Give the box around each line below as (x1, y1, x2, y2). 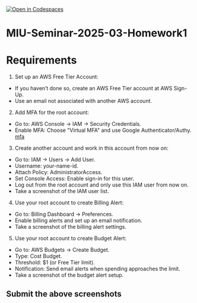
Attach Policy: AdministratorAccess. (14, 169, 103, 176)
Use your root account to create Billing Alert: (14, 199, 124, 206)
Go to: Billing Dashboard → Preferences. (14, 211, 114, 218)
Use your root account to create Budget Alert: (14, 235, 126, 242)
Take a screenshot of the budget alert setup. (14, 272, 124, 279)
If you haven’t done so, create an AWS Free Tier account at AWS (14, 85, 173, 92)
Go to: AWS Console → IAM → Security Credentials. (14, 121, 141, 128)
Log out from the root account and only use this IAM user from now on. (14, 181, 189, 188)
